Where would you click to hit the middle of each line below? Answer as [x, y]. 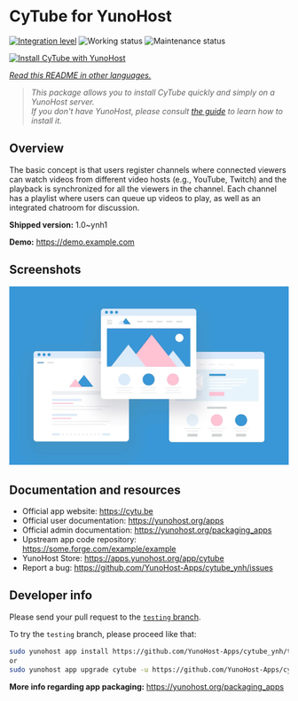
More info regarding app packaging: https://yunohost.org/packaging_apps [147, 687]
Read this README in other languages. [80, 75]
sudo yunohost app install [59, 651]
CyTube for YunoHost [90, 16]
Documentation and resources [95, 490]
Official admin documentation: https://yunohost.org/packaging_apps [147, 530]
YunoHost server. [63, 101]
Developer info [51, 596]
